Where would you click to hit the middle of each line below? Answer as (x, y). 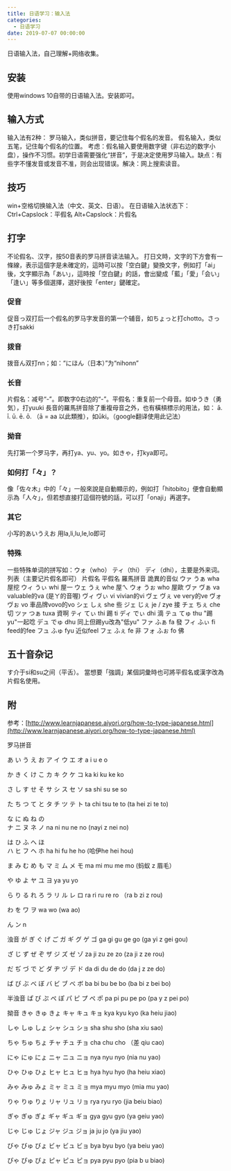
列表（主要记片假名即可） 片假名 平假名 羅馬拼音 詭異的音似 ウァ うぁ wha (113, 578)
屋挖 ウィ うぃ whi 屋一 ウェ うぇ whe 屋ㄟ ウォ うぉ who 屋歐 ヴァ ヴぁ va (113, 587)
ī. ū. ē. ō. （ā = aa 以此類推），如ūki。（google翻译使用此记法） (96, 416)
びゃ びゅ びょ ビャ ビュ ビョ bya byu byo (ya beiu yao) (86, 1146)
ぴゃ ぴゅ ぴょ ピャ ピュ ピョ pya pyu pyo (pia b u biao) (86, 1161)
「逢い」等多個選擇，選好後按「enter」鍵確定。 (76, 282)
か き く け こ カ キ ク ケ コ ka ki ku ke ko (66, 775)
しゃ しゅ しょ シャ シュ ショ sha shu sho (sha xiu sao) (85, 1028)
